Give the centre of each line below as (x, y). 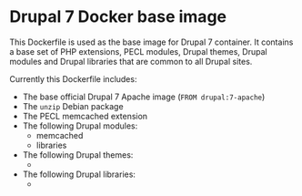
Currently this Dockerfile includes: (73, 78)
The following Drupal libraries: (79, 174)
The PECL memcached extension (85, 116)
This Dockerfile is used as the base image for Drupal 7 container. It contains (151, 42)
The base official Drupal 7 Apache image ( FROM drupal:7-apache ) (144, 97)
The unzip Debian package (73, 106)
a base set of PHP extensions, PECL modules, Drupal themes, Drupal (138, 51)
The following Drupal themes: (78, 155)
